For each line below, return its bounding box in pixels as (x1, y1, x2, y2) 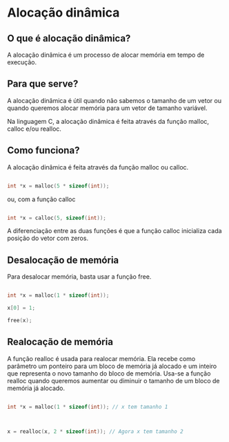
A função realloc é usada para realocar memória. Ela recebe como (7, 354, 196, 362)
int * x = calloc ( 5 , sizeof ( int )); (7, 214, 107, 221)
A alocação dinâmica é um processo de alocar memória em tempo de (7, 50, 205, 59)
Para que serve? (7, 78, 79, 90)
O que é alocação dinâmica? (7, 33, 131, 44)
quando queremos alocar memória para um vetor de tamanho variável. (7, 104, 208, 112)
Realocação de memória (7, 336, 114, 348)
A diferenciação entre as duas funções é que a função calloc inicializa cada (7, 227, 222, 235)
